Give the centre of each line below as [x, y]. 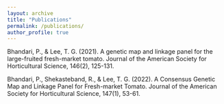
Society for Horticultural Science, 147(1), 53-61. [74, 94]
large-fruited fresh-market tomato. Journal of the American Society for [107, 59]
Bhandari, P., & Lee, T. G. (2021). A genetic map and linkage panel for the [110, 52]
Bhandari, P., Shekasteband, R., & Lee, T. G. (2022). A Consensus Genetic [111, 80]
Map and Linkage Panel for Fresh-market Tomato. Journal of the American [112, 86]
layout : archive [30, 13]
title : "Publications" [39, 20]
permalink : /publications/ [46, 26]
